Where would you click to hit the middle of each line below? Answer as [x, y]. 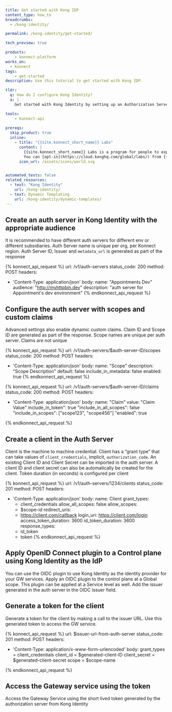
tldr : [11, 90]
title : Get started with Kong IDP [42, 10]
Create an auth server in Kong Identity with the [81, 220]
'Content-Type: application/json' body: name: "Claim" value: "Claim [84, 402]
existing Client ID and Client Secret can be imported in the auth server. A [82, 462]
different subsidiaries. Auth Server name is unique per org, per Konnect [81, 246]
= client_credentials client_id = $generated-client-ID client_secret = [84, 654]
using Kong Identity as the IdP [54, 561]
